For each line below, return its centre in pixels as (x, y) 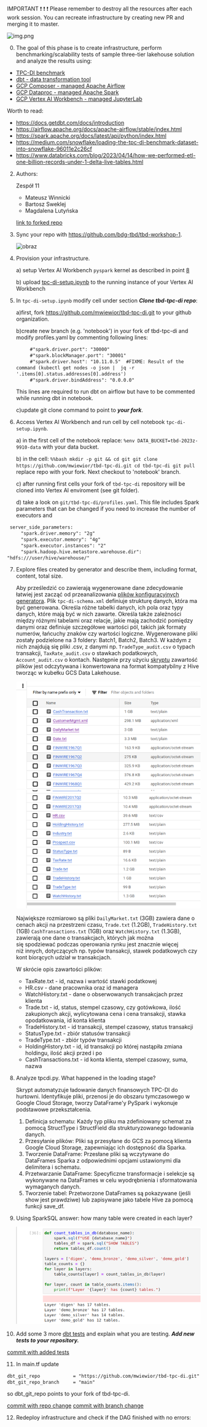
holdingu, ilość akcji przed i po (64, 1053)
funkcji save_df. (45, 1206)
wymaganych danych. (53, 1187)
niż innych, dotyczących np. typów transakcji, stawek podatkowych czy (107, 951)
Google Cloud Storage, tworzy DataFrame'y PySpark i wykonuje (97, 1103)
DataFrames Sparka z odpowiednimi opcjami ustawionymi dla (103, 1161)
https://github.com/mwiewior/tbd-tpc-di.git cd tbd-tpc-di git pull (105, 466)
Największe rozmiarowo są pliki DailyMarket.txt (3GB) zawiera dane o (105, 918)
